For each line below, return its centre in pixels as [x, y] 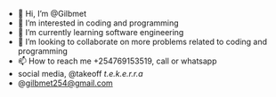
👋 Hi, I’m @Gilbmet [52, 14]
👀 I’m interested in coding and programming [98, 23]
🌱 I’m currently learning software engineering [101, 32]
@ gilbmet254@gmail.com [65, 83]
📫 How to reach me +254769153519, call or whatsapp [117, 61]
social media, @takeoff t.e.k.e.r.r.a [81, 74]
